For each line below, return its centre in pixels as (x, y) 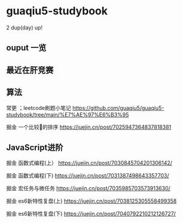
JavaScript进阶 (35, 147)
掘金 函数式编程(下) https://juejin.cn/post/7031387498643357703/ (88, 176)
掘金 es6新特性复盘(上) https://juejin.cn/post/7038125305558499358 (91, 201)
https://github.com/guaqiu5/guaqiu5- (118, 108)
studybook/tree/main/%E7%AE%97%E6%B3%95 (68, 114)
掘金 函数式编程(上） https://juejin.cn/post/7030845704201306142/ (89, 163)
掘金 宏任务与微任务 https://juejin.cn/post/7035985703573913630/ (88, 188)
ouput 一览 (26, 48)
